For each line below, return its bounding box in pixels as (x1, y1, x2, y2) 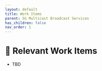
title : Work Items (5, 12, 42, 16)
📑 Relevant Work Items (5, 46, 98, 57)
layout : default (5, 7, 38, 12)
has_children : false (5, 20, 47, 25)
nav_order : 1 (5, 25, 31, 30)
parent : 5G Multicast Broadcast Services (5, 16, 89, 21)
